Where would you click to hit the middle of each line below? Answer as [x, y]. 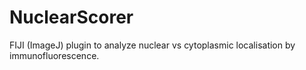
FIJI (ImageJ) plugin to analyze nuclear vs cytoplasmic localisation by [152, 45]
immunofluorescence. [54, 55]
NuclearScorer [71, 17]
